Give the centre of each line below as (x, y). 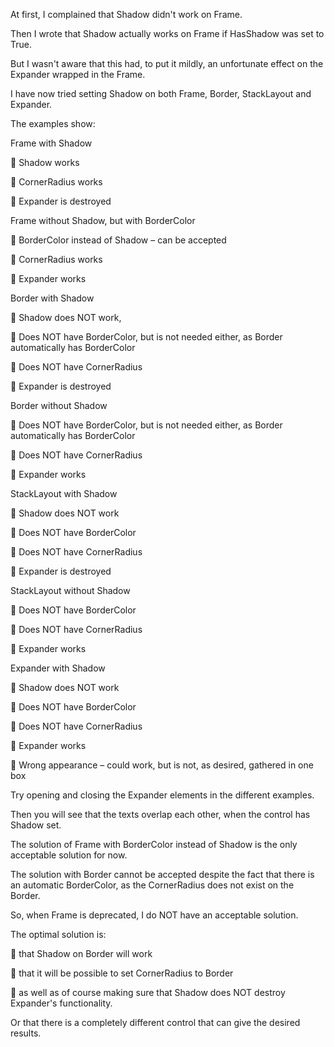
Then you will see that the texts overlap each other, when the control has (160, 814)
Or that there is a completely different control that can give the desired (155, 1022)
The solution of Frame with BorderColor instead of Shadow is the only (154, 844)
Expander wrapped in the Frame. (78, 74)
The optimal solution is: (58, 934)
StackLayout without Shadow (70, 590)
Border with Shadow (52, 298)
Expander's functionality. (61, 1003)
